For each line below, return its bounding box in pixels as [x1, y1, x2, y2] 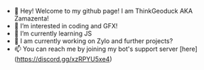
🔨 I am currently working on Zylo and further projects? [14, 37, 173, 45]
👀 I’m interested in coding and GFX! [14, 22, 118, 30]
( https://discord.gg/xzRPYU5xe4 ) [14, 55, 112, 63]
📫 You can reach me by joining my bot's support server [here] [14, 45, 198, 53]
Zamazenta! [14, 14, 50, 23]
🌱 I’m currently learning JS [14, 29, 92, 37]
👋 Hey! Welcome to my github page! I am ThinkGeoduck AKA [14, 7, 193, 15]
